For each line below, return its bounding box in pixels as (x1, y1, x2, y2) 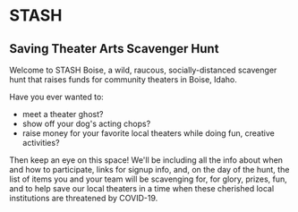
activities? (21, 138, 60, 148)
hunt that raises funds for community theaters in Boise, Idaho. (9, 74, 237, 85)
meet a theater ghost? (21, 109, 104, 119)
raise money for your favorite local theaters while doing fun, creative (21, 128, 275, 139)
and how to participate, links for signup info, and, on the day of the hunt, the (9, 165, 290, 174)
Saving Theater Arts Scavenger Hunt (9, 41, 219, 56)
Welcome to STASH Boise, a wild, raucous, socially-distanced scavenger (9, 64, 277, 75)
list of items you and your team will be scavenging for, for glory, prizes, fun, (9, 174, 288, 184)
